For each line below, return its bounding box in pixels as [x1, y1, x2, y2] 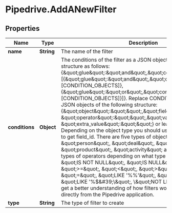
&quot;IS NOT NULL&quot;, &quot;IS [61, 159, 147, 166]
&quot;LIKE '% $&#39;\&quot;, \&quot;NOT [61, 178, 162, 185]
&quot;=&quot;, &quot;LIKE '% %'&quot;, [61, 172, 156, 179]
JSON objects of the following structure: [61, 101, 158, 108]
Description [128, 40, 158, 46]
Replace [128, 95, 148, 102]
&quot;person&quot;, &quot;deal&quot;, [61, 140, 155, 147]
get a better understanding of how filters [61, 185, 159, 191]
